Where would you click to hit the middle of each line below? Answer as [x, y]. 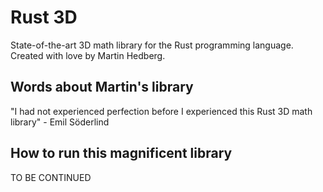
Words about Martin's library [102, 87]
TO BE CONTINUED [51, 177]
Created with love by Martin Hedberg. [88, 55]
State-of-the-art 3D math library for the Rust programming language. [152, 45]
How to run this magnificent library [121, 153]
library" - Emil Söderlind [60, 122]
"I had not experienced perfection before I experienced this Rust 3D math [161, 111]
